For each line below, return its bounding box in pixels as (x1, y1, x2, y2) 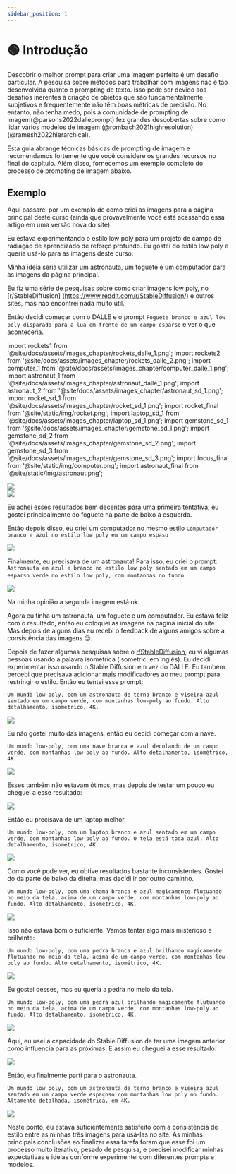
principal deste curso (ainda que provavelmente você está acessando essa (7, 213, 225, 222)
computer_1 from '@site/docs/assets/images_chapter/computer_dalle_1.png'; (7, 364, 229, 373)
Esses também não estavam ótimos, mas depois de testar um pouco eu (7, 781, 215, 789)
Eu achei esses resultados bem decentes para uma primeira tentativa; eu (7, 503, 219, 512)
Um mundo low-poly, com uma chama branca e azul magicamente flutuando (7, 888, 222, 895)
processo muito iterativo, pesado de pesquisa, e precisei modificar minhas (7, 1145, 224, 1154)
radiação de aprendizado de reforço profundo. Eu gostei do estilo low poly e (7, 241, 229, 251)
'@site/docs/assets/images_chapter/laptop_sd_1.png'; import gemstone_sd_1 (7, 417, 229, 425)
